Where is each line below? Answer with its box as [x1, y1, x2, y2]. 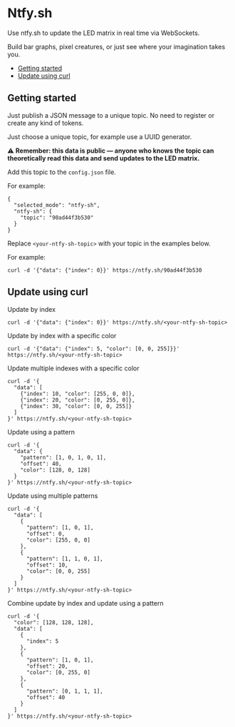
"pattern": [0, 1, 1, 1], [26, 687, 103, 695]
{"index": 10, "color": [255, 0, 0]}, [20, 390, 135, 397]
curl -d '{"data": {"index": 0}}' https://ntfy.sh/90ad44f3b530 [7, 266, 202, 274]
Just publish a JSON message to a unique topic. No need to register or [7, 111, 215, 119]
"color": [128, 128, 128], [14, 619, 94, 626]
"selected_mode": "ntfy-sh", [14, 201, 100, 208]
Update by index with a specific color [7, 331, 117, 340]
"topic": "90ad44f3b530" [20, 214, 94, 221]
